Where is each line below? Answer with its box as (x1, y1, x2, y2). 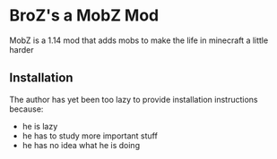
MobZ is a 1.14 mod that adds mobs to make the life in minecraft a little (9, 35, 269, 46)
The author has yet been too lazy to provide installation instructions (9, 94, 258, 105)
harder (9, 44, 34, 54)
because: (9, 104, 44, 114)
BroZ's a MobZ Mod (9, 5, 160, 26)
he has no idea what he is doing (22, 139, 141, 150)
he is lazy (22, 121, 58, 131)
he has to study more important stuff (22, 130, 159, 141)
